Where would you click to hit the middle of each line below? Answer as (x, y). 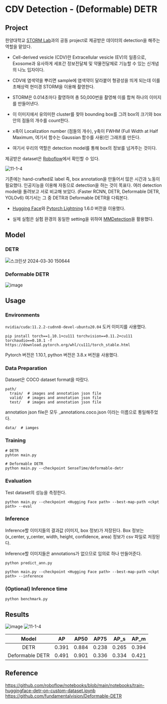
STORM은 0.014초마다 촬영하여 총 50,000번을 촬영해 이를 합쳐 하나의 (80, 97)
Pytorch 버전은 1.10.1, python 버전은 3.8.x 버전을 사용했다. (62, 355)
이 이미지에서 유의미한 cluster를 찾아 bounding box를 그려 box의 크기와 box (87, 114)
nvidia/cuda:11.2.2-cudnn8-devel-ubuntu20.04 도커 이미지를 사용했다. (76, 326)
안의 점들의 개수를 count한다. (41, 120)
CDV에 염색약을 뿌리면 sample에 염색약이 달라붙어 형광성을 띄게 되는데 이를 (86, 80)
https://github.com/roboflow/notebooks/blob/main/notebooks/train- (75, 685)
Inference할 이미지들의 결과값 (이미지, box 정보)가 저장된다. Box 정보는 (75, 530)
